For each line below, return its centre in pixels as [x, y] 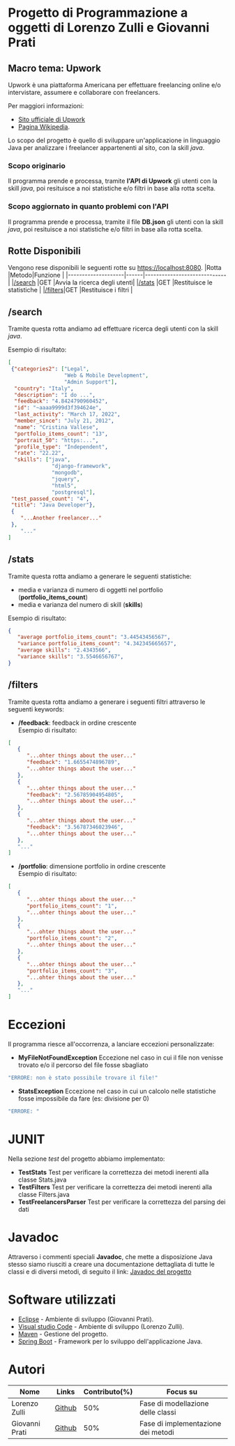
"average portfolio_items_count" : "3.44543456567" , [94, 637]
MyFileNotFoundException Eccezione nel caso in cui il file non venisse [121, 1057]
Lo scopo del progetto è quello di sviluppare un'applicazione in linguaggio [114, 140]
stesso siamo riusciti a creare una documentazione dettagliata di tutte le [111, 1264]
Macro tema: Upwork [55, 68]
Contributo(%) [108, 1392]
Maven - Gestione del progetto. [63, 1334]
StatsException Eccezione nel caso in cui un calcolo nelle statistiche [117, 1091]
